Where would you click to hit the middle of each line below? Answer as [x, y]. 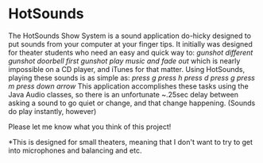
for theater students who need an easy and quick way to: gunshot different [131, 52]
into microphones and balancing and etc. [75, 150]
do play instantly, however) [52, 111]
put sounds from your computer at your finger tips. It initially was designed [130, 44]
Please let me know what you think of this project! [90, 127]
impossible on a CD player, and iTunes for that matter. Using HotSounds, [126, 69]
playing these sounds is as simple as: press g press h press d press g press [132, 78]
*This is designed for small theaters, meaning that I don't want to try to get [130, 142]
